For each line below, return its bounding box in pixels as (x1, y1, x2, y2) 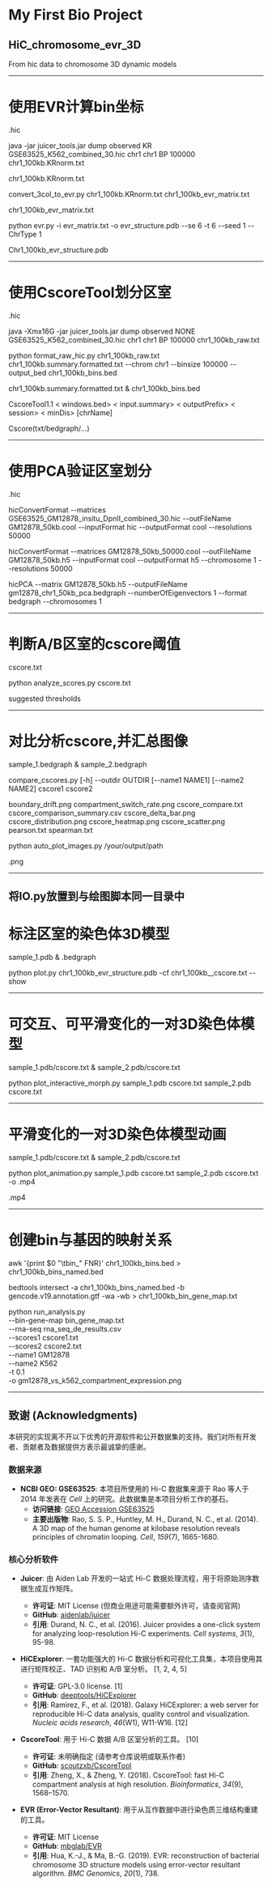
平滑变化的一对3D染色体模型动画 (8, 1125, 227, 1144)
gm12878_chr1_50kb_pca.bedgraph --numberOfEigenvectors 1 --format (8, 588, 247, 597)
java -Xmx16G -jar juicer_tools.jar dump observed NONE (8, 326, 196, 336)
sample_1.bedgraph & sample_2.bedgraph (8, 759, 147, 769)
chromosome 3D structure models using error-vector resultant (32, 1860, 241, 1870)
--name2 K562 (8, 1358, 58, 1368)
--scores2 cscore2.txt (8, 1341, 83, 1351)
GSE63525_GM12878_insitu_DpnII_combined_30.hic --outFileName (8, 513, 232, 523)
